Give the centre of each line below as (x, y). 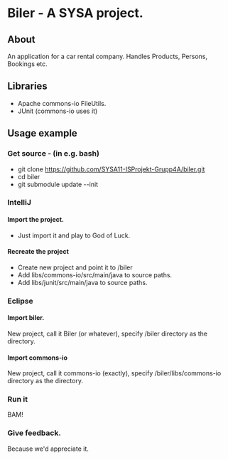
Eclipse (20, 301)
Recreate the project (38, 252)
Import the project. (36, 220)
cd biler (29, 176)
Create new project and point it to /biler (75, 267)
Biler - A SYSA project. (75, 13)
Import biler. (26, 318)
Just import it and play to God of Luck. (74, 235)
